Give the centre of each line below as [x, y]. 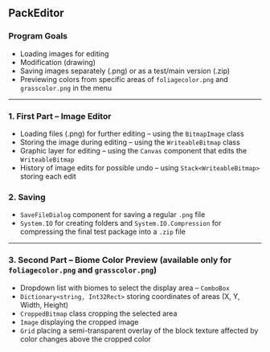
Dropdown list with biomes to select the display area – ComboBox [125, 288]
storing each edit [48, 176]
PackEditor [36, 13]
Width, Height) [44, 305]
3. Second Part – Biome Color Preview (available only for [120, 260]
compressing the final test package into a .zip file [103, 231]
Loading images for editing [64, 53]
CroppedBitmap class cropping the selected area [98, 313]
